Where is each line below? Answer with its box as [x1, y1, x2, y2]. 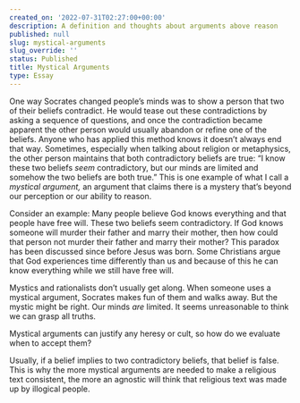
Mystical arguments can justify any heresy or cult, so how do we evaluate [9, 328, 280, 339]
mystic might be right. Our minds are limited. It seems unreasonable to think [9, 301, 289, 312]
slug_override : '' [9, 46, 78, 55]
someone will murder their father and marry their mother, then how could [9, 227, 279, 238]
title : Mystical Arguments [9, 63, 110, 72]
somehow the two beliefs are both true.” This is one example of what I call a [9, 172, 289, 182]
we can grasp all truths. [9, 310, 97, 322]
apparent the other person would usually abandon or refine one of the [9, 124, 267, 135]
